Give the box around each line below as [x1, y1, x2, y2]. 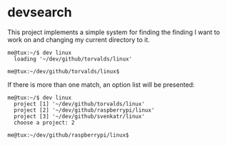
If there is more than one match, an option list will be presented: [7, 80, 195, 89]
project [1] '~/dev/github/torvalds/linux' [14, 100, 145, 108]
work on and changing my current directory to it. [7, 35, 150, 43]
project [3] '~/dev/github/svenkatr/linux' [14, 113, 145, 120]
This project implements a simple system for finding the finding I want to [7, 28, 220, 36]
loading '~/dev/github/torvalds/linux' [14, 55, 133, 63]
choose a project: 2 [14, 119, 75, 126]
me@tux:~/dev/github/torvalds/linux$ [7, 68, 120, 75]
